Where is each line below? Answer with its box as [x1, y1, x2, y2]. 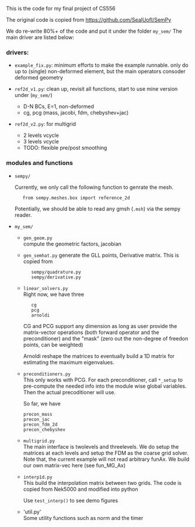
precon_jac [23, 416, 50, 422]
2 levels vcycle [23, 132, 60, 139]
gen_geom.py [23, 235, 53, 241]
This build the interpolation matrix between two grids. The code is [23, 479, 182, 486]
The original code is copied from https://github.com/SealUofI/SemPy [6, 16, 172, 23]
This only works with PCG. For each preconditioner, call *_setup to [23, 376, 183, 383]
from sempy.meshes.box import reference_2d [22, 195, 130, 201]
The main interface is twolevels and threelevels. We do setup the [23, 443, 179, 450]
